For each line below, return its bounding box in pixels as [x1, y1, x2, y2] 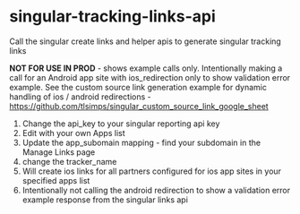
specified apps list [21, 175, 90, 185]
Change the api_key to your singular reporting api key [21, 118, 220, 129]
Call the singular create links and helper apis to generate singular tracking [9, 36, 282, 47]
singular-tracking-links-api [9, 6, 217, 27]
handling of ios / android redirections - [9, 91, 151, 102]
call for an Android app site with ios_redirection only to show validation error [9, 72, 291, 82]
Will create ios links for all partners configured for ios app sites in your [21, 166, 282, 176]
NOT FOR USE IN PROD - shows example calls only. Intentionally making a [9, 63, 283, 73]
